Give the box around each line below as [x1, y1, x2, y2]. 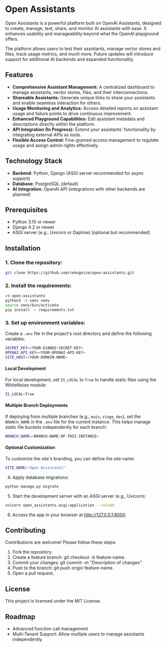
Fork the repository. [12, 549, 53, 555]
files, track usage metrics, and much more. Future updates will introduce [5, 51, 154, 57]
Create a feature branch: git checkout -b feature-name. [12, 554, 126, 560]
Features [5, 71, 33, 79]
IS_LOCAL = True [5, 391, 35, 396]
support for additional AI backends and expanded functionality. [5, 56, 134, 62]
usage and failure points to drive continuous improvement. [12, 110, 132, 116]
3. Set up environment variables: [5, 319, 85, 326]
